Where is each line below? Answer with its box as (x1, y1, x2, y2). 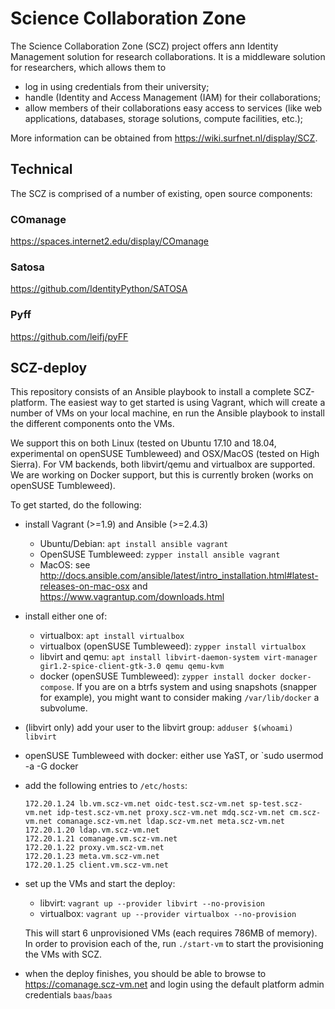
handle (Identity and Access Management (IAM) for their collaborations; (24, 91, 322, 103)
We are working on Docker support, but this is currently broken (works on (10, 469, 314, 481)
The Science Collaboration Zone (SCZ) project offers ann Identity (10, 40, 279, 52)
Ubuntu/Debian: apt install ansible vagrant (39, 538, 229, 550)
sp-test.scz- (248, 799, 303, 809)
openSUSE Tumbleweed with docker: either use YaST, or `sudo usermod (24, 750, 324, 762)
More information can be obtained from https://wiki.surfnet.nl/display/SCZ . (10, 132, 318, 144)
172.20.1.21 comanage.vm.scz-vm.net (24, 834, 178, 844)
